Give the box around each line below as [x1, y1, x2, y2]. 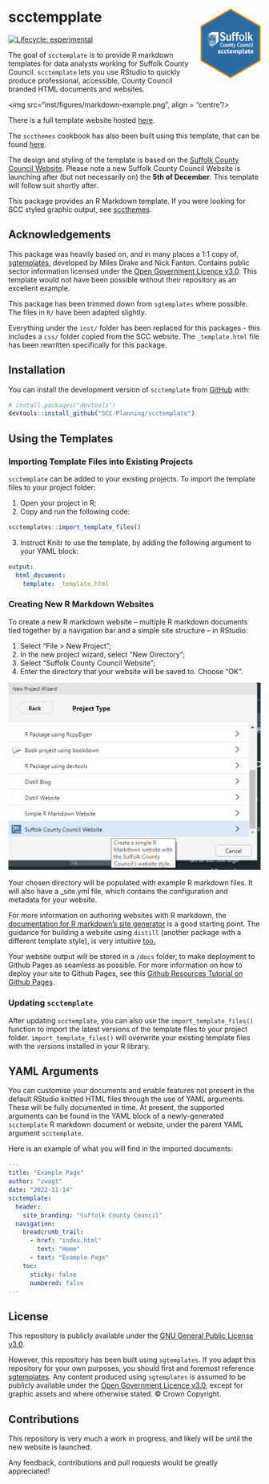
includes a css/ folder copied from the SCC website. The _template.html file [8, 331, 260, 341]
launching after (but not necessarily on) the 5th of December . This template [8, 172, 259, 181]
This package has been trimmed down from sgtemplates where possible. [8, 299, 248, 308]
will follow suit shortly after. [8, 181, 98, 190]
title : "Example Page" [8, 1169, 84, 1177]
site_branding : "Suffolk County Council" [22, 1211, 163, 1219]
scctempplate [8, 8, 102, 26]
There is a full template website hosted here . [8, 115, 155, 124]
